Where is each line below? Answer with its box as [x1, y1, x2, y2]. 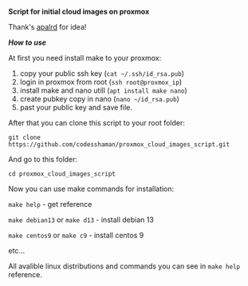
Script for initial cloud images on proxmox [8, 7, 150, 16]
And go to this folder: [8, 155, 78, 164]
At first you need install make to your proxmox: [8, 54, 162, 62]
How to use [8, 38, 46, 47]
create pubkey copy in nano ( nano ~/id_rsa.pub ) [19, 94, 179, 103]
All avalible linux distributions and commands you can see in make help [8, 261, 241, 271]
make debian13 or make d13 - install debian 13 [8, 215, 154, 224]
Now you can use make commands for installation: [8, 184, 175, 193]
